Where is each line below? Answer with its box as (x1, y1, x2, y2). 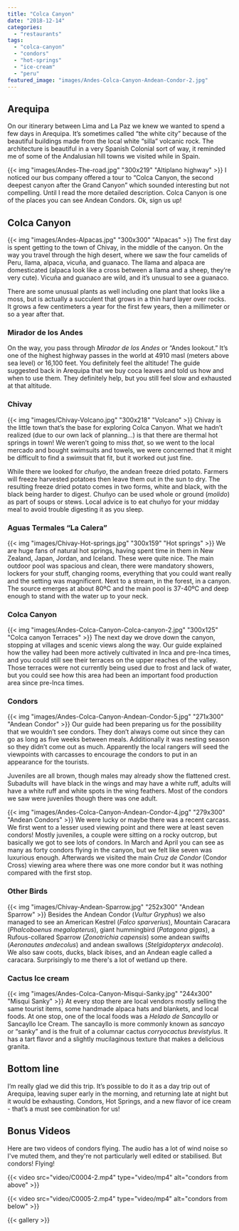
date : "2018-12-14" (7, 17, 65, 24)
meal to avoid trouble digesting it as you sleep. (7, 504, 144, 513)
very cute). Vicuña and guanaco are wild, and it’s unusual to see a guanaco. (7, 273, 229, 282)
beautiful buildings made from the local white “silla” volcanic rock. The (7, 137, 214, 146)
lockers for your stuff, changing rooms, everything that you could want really (7, 569, 232, 577)
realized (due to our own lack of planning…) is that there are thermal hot (7, 430, 218, 439)
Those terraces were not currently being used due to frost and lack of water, (7, 663, 232, 672)
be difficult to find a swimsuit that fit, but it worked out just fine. (7, 453, 193, 462)
